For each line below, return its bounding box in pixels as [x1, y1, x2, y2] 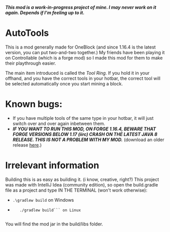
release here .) [12, 142, 42, 148]
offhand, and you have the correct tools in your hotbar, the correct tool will [5, 75, 161, 81]
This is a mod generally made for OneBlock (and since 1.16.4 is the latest [5, 44, 156, 50]
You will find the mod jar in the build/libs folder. [5, 221, 103, 227]
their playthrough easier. [5, 60, 57, 66]
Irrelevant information [5, 160, 100, 171]
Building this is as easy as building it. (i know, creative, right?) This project [5, 176, 159, 182]
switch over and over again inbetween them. [12, 120, 105, 126]
